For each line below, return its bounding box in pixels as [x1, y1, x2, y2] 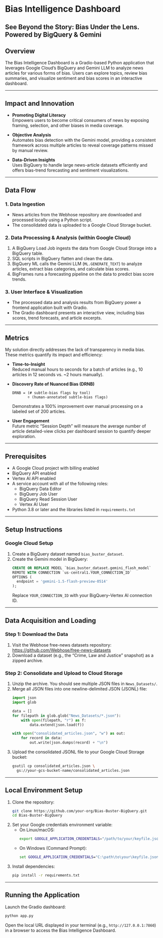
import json [12, 695, 36, 700]
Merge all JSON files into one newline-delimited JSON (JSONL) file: [12, 686, 147, 692]
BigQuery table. [12, 250, 44, 256]
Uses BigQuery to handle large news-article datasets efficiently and [12, 162, 148, 168]
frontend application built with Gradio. [12, 305, 88, 310]
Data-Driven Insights [12, 157, 55, 163]
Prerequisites [5, 452, 47, 460]
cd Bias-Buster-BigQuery [12, 813, 63, 818]
